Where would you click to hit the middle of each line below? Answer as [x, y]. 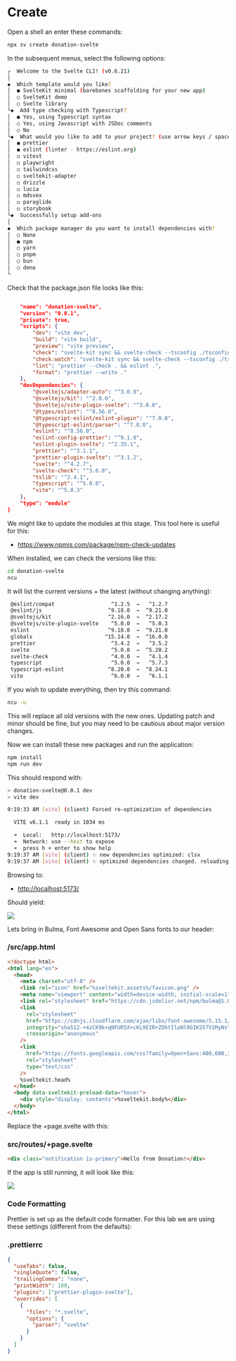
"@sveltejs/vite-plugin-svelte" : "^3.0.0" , [97, 405]
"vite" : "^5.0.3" [58, 491]
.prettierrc [25, 1245]
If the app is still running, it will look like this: [71, 1172]
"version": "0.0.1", [50, 313]
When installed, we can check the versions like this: [82, 558]
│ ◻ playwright [31, 163]
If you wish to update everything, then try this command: [89, 690]
